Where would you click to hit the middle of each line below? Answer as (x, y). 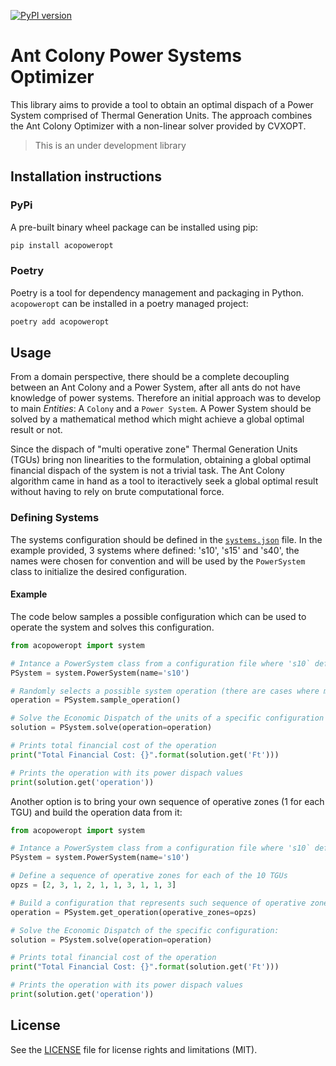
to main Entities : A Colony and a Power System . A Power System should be (161, 409)
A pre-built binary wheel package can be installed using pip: (134, 227)
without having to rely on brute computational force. (117, 492)
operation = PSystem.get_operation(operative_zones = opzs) (133, 912)
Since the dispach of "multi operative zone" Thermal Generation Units (154, 449)
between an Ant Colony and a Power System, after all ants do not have (155, 387)
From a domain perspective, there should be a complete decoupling (150, 377)
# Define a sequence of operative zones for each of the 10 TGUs (149, 876)
